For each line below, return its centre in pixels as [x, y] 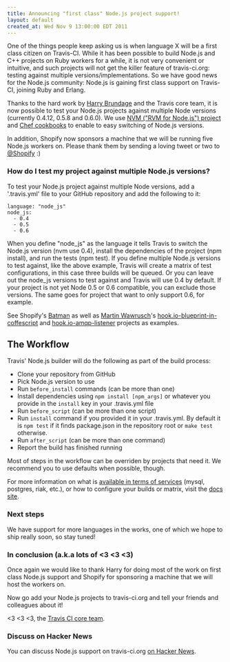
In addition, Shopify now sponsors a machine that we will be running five [110, 139]
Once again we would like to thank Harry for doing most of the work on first [114, 569]
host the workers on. [36, 585]
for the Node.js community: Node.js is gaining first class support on [103, 83]
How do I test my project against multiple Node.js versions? [108, 171]
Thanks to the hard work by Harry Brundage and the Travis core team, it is [113, 104]
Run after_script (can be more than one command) [91, 440]
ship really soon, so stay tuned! [51, 536]
